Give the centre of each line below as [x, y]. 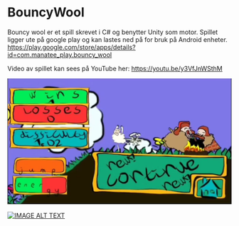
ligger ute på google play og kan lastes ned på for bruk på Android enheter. [117, 39]
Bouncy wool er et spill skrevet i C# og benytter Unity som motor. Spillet [113, 32]
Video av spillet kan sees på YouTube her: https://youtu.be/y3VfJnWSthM [115, 68]
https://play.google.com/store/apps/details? [72, 47]
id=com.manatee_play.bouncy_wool [60, 55]
